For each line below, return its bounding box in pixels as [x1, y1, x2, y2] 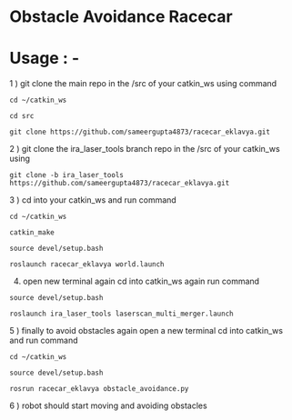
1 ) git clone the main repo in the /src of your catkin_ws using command [9, 78, 277, 89]
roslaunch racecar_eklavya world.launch [9, 260, 166, 269]
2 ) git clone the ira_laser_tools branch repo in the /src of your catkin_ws [9, 144, 280, 155]
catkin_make [9, 228, 55, 237]
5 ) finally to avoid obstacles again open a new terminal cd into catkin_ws [9, 325, 284, 336]
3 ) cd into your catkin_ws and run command [9, 195, 177, 205]
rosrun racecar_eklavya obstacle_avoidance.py [9, 385, 189, 394]
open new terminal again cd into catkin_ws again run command [22, 275, 260, 287]
